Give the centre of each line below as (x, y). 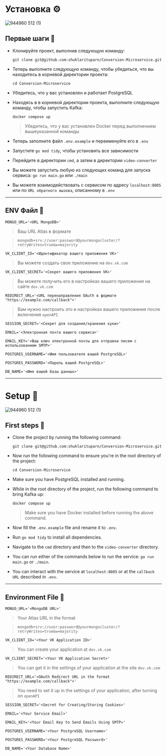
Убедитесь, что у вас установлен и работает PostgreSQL (73, 93)
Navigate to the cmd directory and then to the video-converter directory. (85, 547)
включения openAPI (38, 314)
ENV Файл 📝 (24, 211)
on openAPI (28, 696)
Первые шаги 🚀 (30, 39)
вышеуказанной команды (52, 131)
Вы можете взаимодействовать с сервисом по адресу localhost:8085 (87, 185)
